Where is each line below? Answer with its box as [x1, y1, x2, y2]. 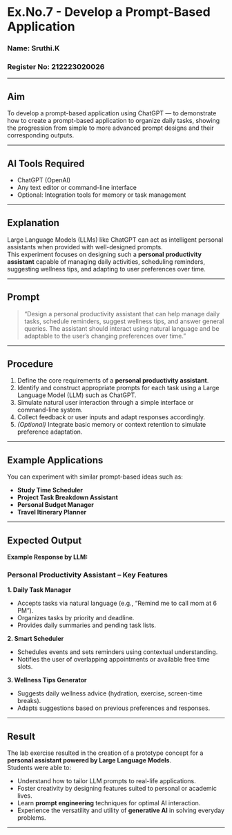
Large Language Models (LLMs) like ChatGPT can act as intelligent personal [7, 236, 224, 244]
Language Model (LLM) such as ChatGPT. [17, 391, 137, 399]
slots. [17, 662, 33, 671]
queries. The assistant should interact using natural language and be [23, 324, 220, 332]
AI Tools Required [7, 157, 85, 169]
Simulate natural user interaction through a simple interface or [17, 399, 194, 407]
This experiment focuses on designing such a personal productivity [7, 250, 202, 258]
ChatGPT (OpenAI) [17, 176, 71, 184]
